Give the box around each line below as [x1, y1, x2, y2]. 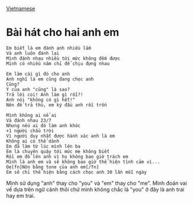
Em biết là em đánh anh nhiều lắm [6, 45, 92, 51]
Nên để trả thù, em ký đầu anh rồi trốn [6, 102, 108, 108]
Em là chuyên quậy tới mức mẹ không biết [6, 148, 110, 154]
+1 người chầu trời [6, 128, 54, 134]
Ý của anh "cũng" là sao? [6, 86, 70, 92]
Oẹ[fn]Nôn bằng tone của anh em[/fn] [6, 164, 99, 170]
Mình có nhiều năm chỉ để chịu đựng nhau [6, 60, 110, 67]
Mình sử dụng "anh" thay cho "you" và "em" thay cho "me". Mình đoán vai [6, 180, 188, 187]
